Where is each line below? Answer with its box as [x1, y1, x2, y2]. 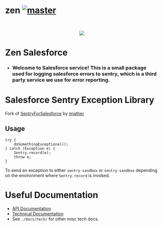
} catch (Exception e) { [5, 146, 55, 151]
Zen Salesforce [5, 47, 68, 58]
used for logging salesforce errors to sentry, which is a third [12, 70, 157, 77]
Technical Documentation [12, 210, 64, 216]
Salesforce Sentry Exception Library [5, 95, 155, 105]
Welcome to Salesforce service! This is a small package [12, 65, 147, 71]
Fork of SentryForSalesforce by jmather [5, 110, 84, 116]
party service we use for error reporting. [12, 77, 110, 84]
